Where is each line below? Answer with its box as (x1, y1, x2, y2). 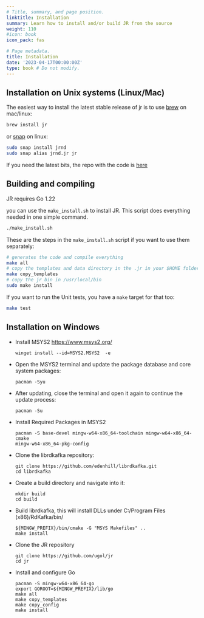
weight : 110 (6, 26, 36, 32)
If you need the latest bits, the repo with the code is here (6, 161, 148, 168)
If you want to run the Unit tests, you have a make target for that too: (6, 293, 175, 301)
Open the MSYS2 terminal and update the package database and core (15, 360, 191, 368)
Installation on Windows (6, 322, 100, 332)
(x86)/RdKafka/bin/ (15, 513, 64, 520)
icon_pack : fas (6, 37, 45, 43)
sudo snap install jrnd (6, 145, 67, 151)
